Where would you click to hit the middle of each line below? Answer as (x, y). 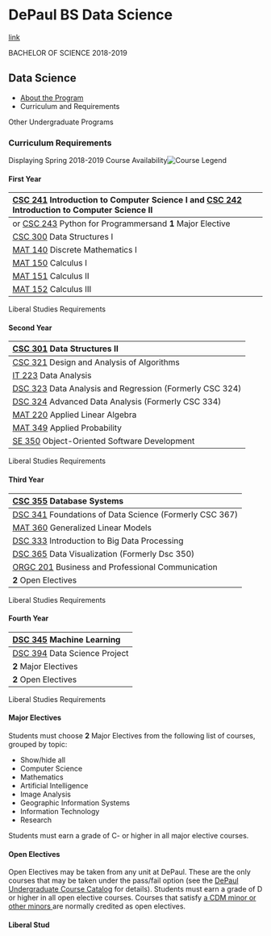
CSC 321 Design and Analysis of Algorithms (96, 362)
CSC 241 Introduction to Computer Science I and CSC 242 (127, 200)
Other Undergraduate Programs (61, 122)
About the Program (52, 98)
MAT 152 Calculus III (52, 290)
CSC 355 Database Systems (68, 500)
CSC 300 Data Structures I (63, 237)
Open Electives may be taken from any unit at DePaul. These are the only (130, 872)
